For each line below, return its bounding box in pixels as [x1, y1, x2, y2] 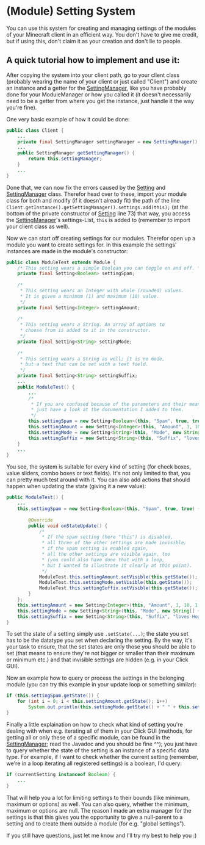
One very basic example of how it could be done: [6, 115, 130, 123]
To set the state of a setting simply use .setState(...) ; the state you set [6, 630, 189, 638]
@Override [28, 517, 53, 523]
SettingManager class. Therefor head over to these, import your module [6, 190, 187, 198]
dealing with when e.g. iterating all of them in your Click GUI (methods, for [6, 727, 193, 735]
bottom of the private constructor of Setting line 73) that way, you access [6, 209, 190, 217]
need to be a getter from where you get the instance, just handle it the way [6, 97, 194, 104]
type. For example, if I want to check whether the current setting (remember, [6, 753, 199, 760]
